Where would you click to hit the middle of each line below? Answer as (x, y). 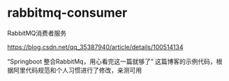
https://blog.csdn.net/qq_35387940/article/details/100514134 (95, 47)
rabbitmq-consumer (67, 13)
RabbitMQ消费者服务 (37, 33)
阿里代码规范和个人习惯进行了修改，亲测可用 (77, 70)
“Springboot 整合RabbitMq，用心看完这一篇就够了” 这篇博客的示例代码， (112, 61)
